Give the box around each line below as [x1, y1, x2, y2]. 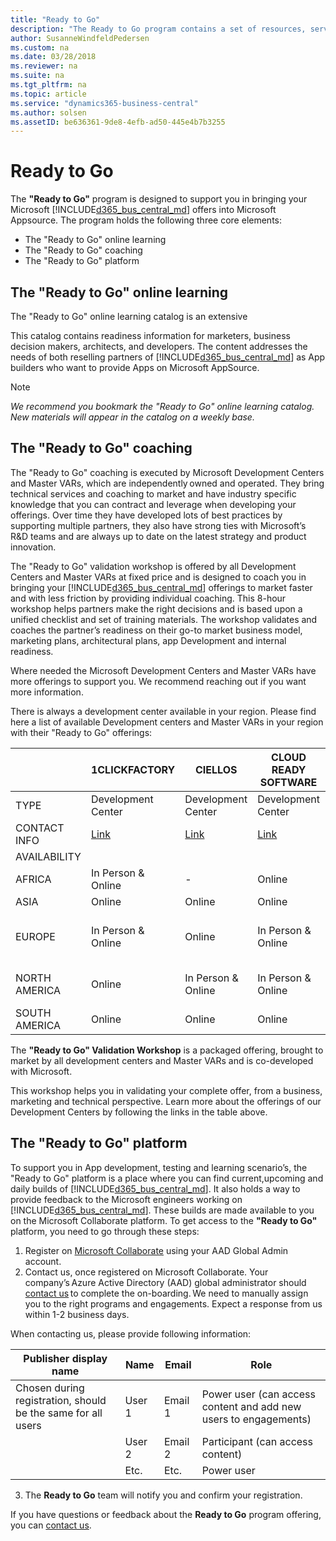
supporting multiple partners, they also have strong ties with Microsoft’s [10, 519, 307, 531]
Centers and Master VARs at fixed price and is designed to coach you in [10, 571, 307, 583]
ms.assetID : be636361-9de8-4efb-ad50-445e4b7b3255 [10, 117, 226, 127]
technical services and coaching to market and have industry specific [10, 487, 297, 500]
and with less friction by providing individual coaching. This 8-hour [10, 592, 287, 604]
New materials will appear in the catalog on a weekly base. [10, 411, 255, 423]
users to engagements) [201, 1412, 312, 1426]
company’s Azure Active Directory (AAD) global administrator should [24, 1276, 307, 1288]
